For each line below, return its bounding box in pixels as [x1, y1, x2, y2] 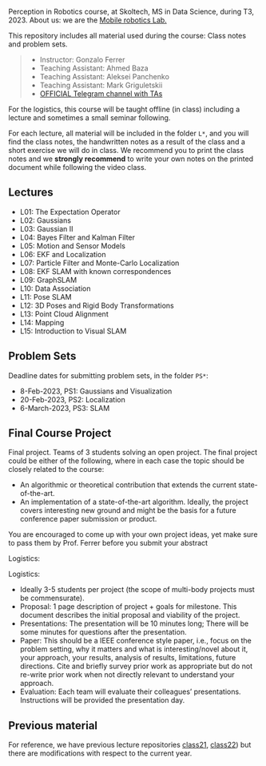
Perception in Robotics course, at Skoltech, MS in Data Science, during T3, [8, 7, 254, 16]
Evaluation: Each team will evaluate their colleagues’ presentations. [19, 687, 241, 696]
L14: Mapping [19, 317, 65, 327]
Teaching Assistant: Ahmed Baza [39, 63, 149, 73]
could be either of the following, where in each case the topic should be [8, 456, 245, 466]
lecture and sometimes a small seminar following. [8, 113, 171, 123]
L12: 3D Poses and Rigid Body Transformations [19, 300, 174, 310]
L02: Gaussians [19, 216, 72, 225]
